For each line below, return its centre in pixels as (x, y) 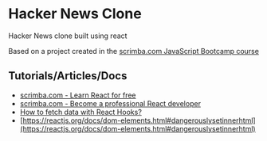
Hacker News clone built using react (68, 36)
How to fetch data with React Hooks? (80, 112)
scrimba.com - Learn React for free (78, 95)
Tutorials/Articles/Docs (68, 76)
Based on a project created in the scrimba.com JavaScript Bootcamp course (133, 51)
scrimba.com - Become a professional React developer (110, 103)
